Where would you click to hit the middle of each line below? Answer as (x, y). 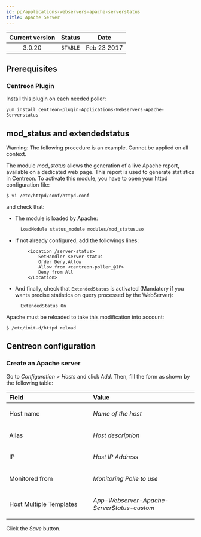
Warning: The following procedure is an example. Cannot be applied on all (97, 148)
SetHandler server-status (70, 257)
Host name (25, 413)
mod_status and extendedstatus (68, 133)
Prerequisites (32, 68)
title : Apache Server (33, 17)
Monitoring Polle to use (125, 478)
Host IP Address (116, 457)
